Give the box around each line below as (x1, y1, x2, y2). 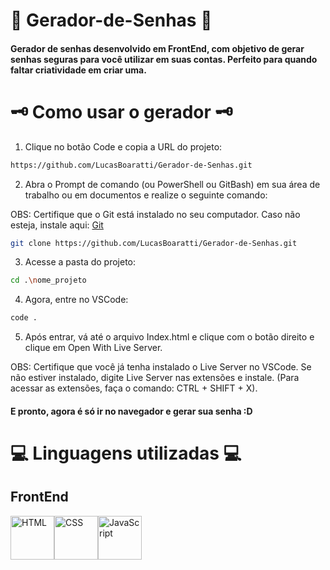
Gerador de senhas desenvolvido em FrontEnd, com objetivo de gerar (10, 42, 305, 54)
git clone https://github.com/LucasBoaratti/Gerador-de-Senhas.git (10, 238, 298, 248)
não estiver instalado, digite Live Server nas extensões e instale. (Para (10, 372, 300, 384)
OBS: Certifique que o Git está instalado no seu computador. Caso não (10, 208, 301, 220)
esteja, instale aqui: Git (10, 219, 104, 231)
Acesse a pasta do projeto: (24, 256, 137, 268)
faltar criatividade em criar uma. (10, 64, 147, 76)
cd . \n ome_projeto (10, 275, 87, 286)
